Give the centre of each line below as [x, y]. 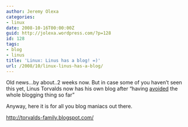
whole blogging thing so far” [40, 95]
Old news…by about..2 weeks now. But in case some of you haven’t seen [94, 83]
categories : [20, 17]
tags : [13, 44]
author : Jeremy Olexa [33, 11]
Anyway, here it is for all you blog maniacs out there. [69, 107]
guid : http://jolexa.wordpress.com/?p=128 [59, 33]
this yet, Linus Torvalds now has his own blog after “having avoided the [92, 89]
